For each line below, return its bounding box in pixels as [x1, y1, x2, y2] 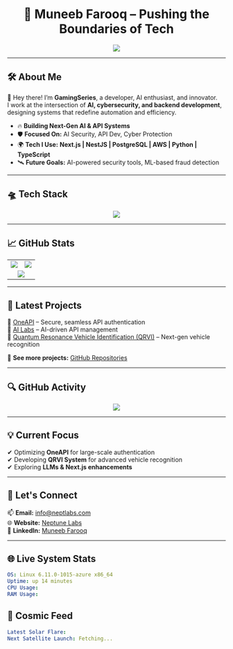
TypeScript [17, 150, 51, 159]
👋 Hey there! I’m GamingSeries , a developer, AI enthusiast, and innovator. [7, 93, 218, 102]
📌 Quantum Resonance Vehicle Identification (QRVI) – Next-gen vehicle [7, 333, 210, 341]
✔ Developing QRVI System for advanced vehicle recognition [7, 455, 182, 464]
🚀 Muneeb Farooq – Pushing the [23, 6, 210, 22]
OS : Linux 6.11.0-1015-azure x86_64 [7, 571, 113, 579]
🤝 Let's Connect [7, 490, 78, 501]
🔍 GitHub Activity [7, 381, 87, 393]
